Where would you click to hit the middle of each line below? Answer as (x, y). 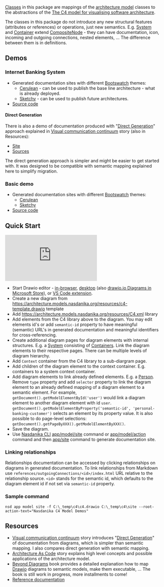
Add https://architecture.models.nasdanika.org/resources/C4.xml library (85, 314)
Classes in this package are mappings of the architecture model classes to (80, 7)
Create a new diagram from (40, 298)
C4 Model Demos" (72, 511)
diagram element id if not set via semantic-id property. (60, 484)
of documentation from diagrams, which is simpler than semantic (78, 543)
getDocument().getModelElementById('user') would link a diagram (79, 397)
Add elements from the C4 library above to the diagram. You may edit (82, 319)
